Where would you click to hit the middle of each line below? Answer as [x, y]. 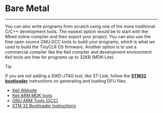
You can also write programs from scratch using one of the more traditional [80, 26]
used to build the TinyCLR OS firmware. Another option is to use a [71, 47]
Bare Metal [27, 8]
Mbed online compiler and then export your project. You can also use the [78, 36]
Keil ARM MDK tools [32, 95]
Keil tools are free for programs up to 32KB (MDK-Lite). [60, 57]
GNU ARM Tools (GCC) [35, 100]
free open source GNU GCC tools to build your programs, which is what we [80, 42]
